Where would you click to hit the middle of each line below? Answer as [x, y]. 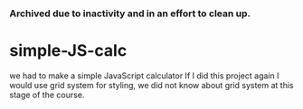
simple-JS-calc [68, 51]
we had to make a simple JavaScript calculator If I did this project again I [144, 76]
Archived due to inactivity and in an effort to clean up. [130, 14]
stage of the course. [47, 95]
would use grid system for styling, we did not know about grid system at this [151, 85]
